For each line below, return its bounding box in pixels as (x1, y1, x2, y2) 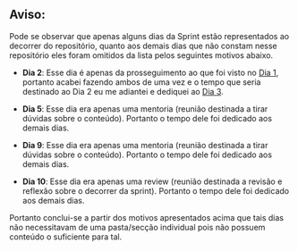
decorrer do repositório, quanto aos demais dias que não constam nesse (9, 40, 277, 51)
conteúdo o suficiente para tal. (9, 231, 123, 242)
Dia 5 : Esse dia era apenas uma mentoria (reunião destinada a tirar (21, 103, 268, 114)
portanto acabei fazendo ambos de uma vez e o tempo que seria (21, 76, 261, 88)
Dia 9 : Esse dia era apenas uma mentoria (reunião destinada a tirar (21, 139, 268, 150)
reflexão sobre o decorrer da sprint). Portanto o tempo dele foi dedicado (21, 185, 289, 196)
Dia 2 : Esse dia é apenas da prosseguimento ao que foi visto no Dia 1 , (21, 67, 279, 78)
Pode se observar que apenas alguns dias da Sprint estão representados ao (9, 30, 289, 41)
